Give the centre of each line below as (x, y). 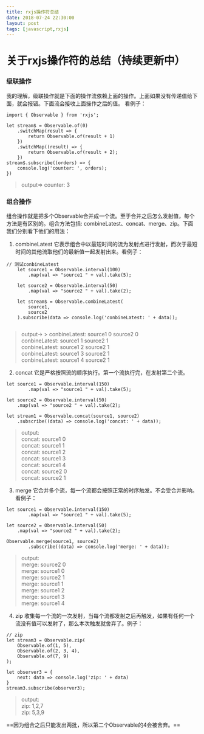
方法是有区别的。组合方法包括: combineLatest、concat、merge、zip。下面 (100, 224)
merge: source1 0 (43, 571)
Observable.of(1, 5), (44, 646)
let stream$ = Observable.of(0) (47, 125)
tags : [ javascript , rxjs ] (38, 29)
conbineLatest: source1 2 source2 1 (65, 347)
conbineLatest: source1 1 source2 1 (65, 341)
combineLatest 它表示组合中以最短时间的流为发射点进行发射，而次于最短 (106, 244)
